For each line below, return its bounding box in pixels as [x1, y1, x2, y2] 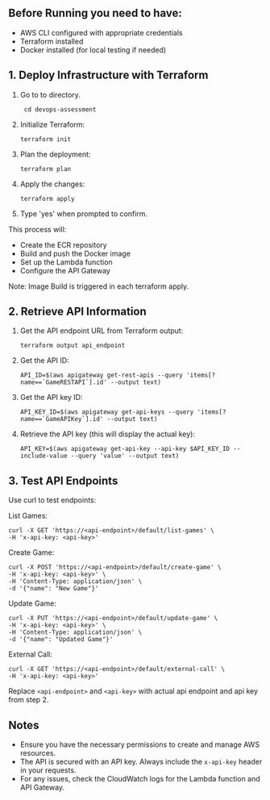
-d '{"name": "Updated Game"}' [8, 635, 114, 644]
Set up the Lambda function [19, 257, 113, 267]
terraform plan [19, 165, 72, 173]
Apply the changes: [19, 179, 85, 189]
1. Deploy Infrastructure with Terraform [8, 69, 209, 82]
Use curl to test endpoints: [8, 495, 97, 505]
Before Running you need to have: [8, 6, 183, 20]
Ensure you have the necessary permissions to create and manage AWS [19, 740, 260, 749]
